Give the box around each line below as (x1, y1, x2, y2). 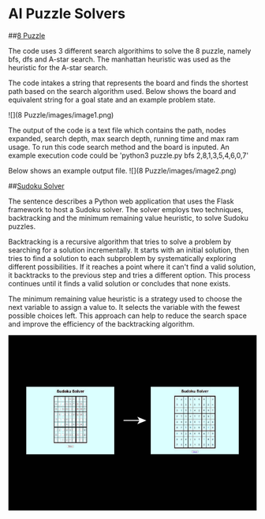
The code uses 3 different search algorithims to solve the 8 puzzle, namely (8, 46, 252, 55)
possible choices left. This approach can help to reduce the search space (8, 311, 247, 320)
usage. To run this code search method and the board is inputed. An (8, 142, 230, 151)
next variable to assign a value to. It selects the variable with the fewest (8, 302, 241, 312)
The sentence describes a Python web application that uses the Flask (8, 196, 234, 206)
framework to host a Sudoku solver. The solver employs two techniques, (8, 204, 244, 214)
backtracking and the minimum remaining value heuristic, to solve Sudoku (8, 213, 248, 222)
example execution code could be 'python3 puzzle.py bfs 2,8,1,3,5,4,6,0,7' (8, 151, 249, 160)
